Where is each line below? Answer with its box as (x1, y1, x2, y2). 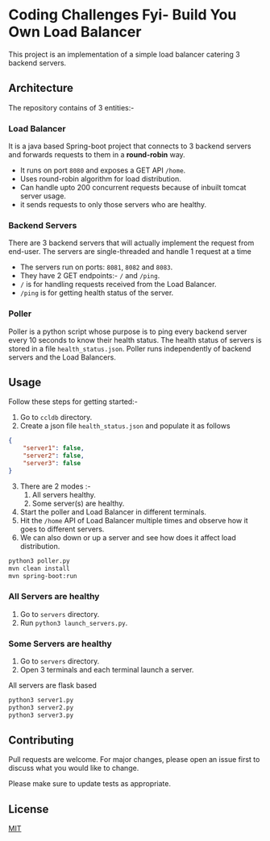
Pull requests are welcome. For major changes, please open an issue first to (8, 755, 260, 764)
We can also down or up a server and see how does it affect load (19, 532, 236, 542)
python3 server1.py (8, 696, 74, 705)
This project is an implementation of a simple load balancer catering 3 (8, 49, 240, 59)
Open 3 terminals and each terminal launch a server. (19, 665, 194, 675)
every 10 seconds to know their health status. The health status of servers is (8, 335, 262, 344)
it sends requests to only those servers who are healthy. (19, 200, 207, 210)
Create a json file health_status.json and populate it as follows (19, 421, 231, 431)
